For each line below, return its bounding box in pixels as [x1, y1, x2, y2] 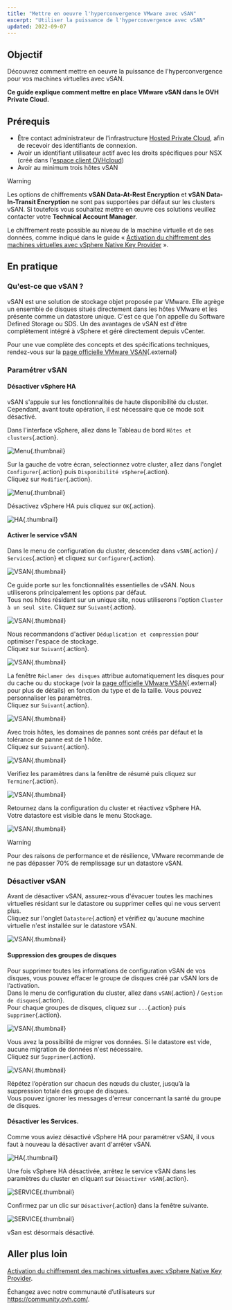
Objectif [7, 49, 43, 60]
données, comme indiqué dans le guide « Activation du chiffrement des [7, 233, 211, 242]
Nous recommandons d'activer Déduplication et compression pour [7, 630, 199, 639]
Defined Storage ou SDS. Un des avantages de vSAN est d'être [7, 319, 188, 328]
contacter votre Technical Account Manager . [7, 212, 138, 221]
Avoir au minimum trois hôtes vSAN [17, 164, 118, 171]
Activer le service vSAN [7, 531, 78, 539]
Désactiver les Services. [7, 1117, 80, 1125]
